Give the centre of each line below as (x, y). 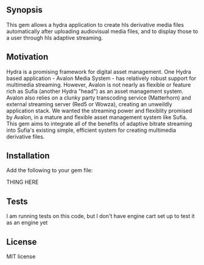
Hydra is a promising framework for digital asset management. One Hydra (99, 71)
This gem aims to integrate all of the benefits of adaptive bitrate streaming (99, 123)
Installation (28, 156)
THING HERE (23, 182)
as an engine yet (27, 223)
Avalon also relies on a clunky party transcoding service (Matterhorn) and (99, 98)
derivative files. (26, 136)
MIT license (21, 256)
